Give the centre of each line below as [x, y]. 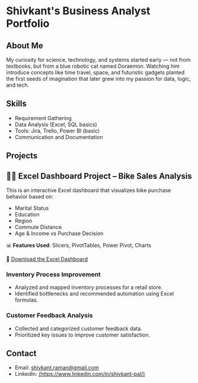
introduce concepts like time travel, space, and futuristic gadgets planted [95, 72]
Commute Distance [38, 227]
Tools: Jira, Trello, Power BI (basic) [57, 131]
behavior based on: [30, 197]
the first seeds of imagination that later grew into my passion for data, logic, [98, 79]
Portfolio [28, 23]
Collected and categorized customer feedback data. [78, 328]
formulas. [26, 300]
